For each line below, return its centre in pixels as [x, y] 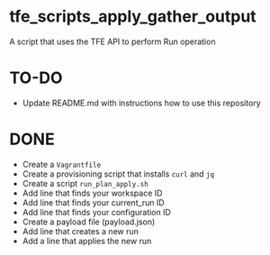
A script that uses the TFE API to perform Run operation [112, 41]
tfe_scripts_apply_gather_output [133, 17]
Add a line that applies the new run [87, 241]
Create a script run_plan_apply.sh [85, 183]
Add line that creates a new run [81, 231]
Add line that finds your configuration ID [96, 212]
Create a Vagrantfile [62, 164]
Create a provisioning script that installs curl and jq [118, 174]
